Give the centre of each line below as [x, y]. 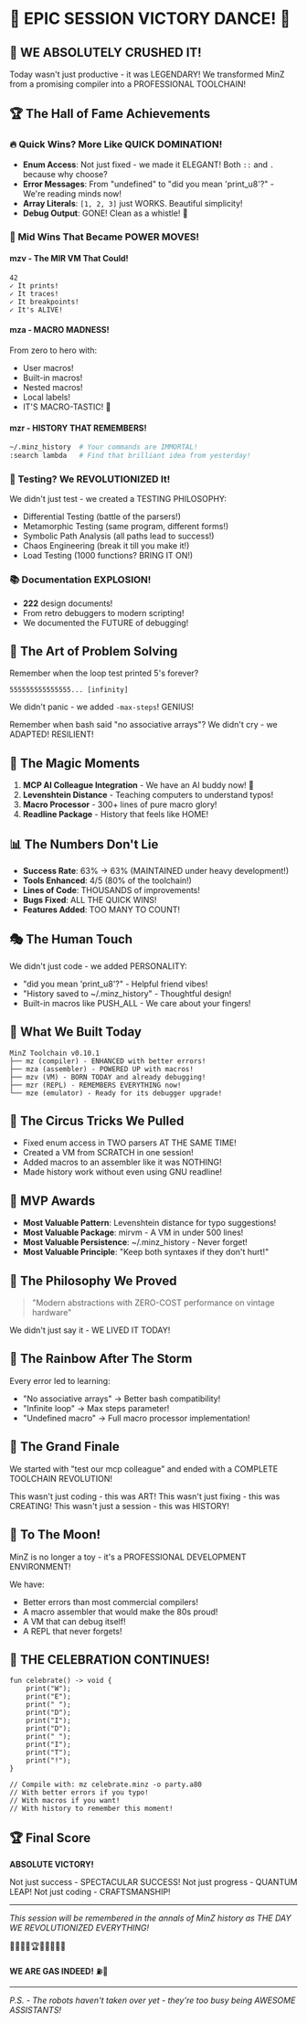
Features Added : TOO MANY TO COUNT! [101, 910]
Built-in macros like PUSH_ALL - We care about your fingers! [137, 1003]
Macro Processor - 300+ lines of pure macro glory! [120, 804]
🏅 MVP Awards [53, 1201]
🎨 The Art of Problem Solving [94, 651]
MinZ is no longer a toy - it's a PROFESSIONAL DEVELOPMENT [128, 1557]
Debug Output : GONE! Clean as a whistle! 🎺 [106, 213]
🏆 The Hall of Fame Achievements [110, 114]
